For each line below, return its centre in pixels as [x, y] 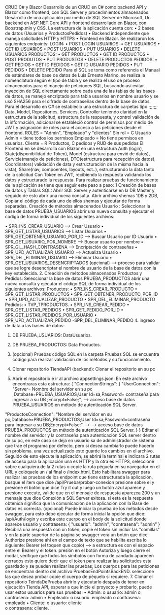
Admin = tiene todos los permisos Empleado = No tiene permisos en [74, 138]
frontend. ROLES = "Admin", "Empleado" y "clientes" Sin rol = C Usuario [78, 133]
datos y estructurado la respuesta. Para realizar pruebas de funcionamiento [82, 180]
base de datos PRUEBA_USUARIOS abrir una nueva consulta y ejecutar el [80, 211]
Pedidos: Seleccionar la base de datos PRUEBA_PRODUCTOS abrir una [77, 278]
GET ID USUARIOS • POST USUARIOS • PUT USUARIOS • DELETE [73, 49]
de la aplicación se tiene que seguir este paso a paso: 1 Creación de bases [81, 185]
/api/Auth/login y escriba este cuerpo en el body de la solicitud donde [76, 519]
